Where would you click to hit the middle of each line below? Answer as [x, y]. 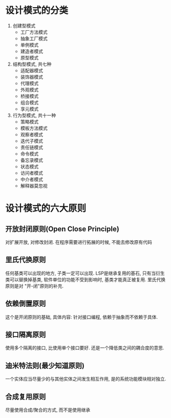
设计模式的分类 [37, 11]
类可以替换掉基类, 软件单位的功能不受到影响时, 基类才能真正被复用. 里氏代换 [85, 279]
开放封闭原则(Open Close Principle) [62, 229]
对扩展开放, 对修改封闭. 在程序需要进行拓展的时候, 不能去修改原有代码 [79, 242]
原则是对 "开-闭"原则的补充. [35, 286]
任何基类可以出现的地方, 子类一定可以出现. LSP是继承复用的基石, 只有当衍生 [85, 273]
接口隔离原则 [26, 334]
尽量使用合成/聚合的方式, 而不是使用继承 [48, 410]
